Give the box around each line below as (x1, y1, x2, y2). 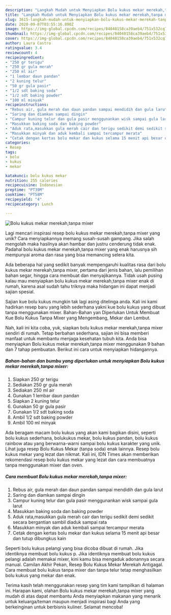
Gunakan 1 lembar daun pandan (12, 392, 80, 398)
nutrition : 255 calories (5, 178, 58, 183)
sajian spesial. (5, 289, 35, 295)
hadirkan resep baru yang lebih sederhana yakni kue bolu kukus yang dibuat (5, 304, 166, 310)
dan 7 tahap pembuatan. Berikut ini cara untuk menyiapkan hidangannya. (5, 346, 159, 352)
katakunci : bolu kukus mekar (5, 173, 67, 178)
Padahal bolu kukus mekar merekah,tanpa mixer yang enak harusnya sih (5, 246, 158, 252)
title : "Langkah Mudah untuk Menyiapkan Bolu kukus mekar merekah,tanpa (5, 12, 163, 17)
